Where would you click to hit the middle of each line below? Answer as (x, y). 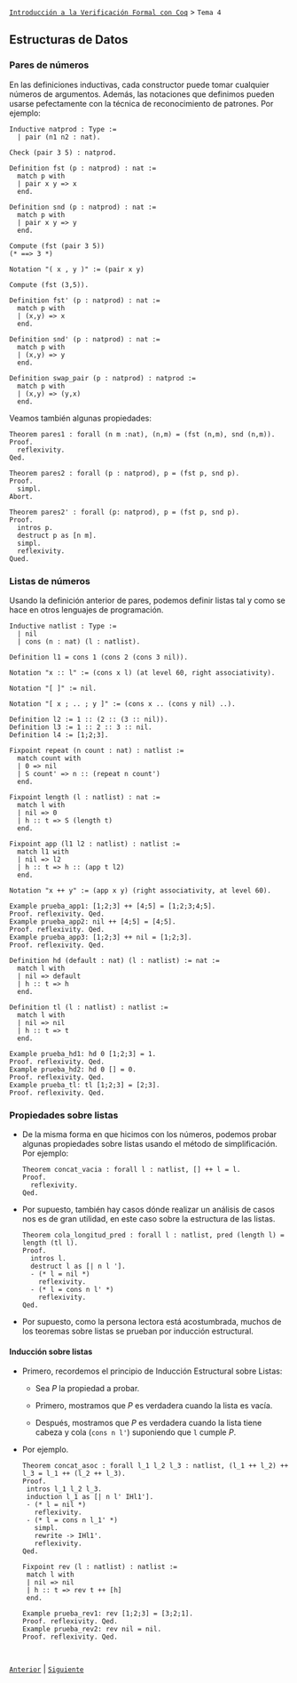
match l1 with (43, 852)
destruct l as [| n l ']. (78, 1266)
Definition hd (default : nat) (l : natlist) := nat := (114, 960)
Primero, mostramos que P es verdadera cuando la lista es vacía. (154, 1406)
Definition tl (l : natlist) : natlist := (89, 1007)
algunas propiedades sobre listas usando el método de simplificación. (149, 1144)
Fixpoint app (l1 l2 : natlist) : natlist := (94, 844)
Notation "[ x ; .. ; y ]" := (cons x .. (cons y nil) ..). (123, 704)
